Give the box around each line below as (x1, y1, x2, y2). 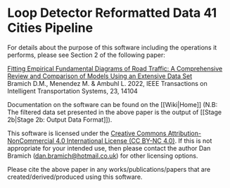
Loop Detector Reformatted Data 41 (7, 5, 217, 21)
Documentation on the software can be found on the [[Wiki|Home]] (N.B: (7, 100, 218, 108)
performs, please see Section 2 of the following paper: (7, 51, 165, 59)
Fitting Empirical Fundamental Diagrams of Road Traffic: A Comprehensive (7, 64, 223, 73)
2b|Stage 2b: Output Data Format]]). (7, 115, 113, 124)
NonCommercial (7, 136, 55, 145)
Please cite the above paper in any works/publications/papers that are (7, 165, 211, 173)
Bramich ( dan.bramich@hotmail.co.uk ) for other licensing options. (7, 151, 198, 160)
